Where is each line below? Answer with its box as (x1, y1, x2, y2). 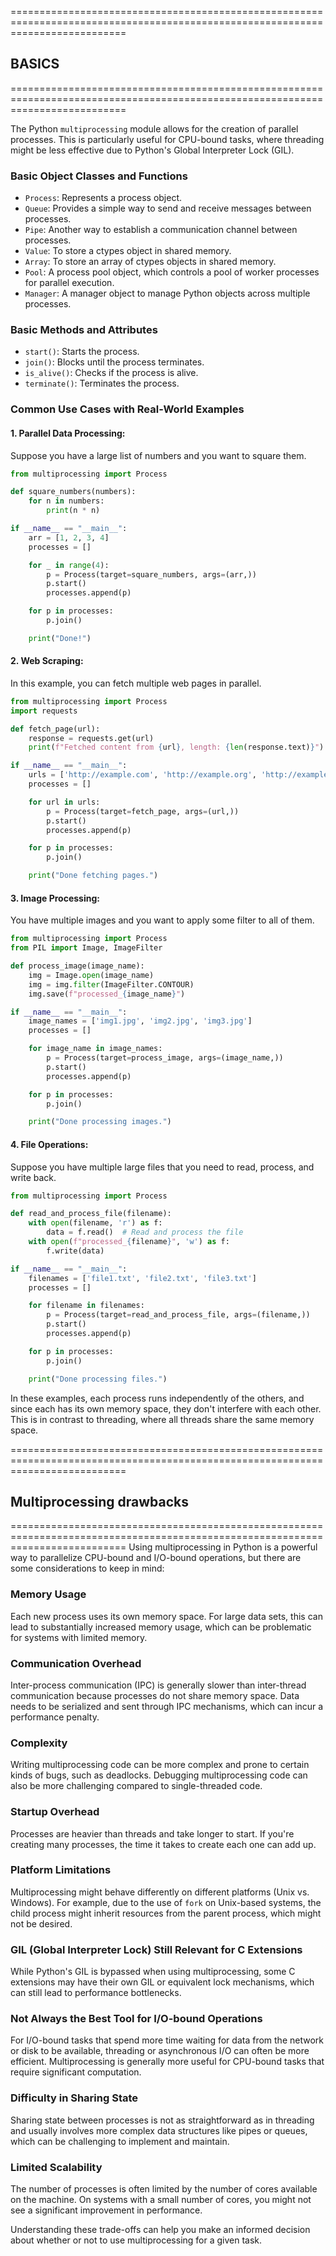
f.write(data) (46, 1246, 105, 1256)
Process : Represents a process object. (24, 192, 183, 204)
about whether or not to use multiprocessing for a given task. (10, 2234, 263, 2246)
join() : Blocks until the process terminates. (24, 356, 205, 368)
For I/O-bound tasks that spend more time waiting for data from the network (10, 2034, 324, 2046)
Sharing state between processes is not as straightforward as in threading (10, 2114, 315, 2126)
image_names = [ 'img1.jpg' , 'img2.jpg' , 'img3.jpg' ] (28, 1016, 253, 1026)
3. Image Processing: (10, 892, 100, 904)
